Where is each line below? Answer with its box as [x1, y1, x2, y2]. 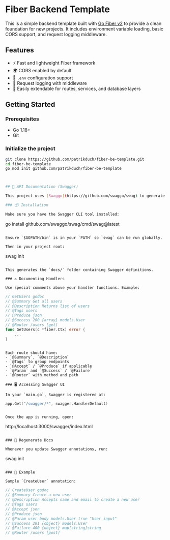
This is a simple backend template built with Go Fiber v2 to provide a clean [5, 20, 162, 26]
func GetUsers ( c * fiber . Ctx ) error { [5, 327, 86, 332]
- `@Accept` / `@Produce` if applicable [5, 364, 93, 369]
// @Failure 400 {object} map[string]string [5, 525, 101, 531]
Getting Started [5, 100, 55, 109]
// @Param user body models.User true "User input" [5, 516, 117, 521]
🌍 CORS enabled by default [12, 67, 72, 73]
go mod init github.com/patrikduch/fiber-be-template [5, 166, 122, 171]
